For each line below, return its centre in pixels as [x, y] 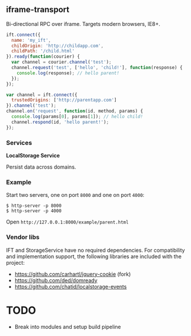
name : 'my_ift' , [31, 40]
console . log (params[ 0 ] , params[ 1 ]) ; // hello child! [77, 117]
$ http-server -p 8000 [34, 206]
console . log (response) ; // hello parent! [68, 73]
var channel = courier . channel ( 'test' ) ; [61, 62]
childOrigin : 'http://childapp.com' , [58, 46]
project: [16, 262]
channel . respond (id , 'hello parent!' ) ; [60, 122]
